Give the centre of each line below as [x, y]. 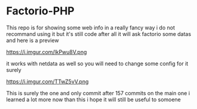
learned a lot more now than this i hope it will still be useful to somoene [93, 99]
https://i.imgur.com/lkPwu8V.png [47, 52]
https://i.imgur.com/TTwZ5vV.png [47, 81]
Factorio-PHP [40, 11]
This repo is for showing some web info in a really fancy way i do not [90, 28]
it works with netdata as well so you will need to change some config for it [97, 63]
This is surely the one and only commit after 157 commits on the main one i [98, 93]
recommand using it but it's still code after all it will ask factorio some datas [99, 34]
